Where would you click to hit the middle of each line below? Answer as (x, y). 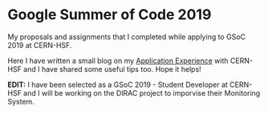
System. (21, 101)
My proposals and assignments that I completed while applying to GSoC (127, 37)
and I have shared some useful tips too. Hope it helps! (112, 69)
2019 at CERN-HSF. (40, 45)
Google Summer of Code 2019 (110, 15)
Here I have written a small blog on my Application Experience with (118, 61)
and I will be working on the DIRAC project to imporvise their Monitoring (142, 92)
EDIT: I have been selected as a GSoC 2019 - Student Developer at (118, 85)
